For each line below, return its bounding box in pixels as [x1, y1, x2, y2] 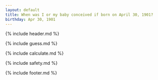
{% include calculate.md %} [5, 50, 64, 56]
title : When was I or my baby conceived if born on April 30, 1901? [5, 12, 153, 17]
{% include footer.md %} [5, 70, 57, 76]
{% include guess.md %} [5, 41, 57, 47]
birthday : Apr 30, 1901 [5, 17, 56, 22]
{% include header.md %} [5, 31, 59, 37]
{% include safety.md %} [5, 60, 58, 66]
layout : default [5, 7, 40, 13]
